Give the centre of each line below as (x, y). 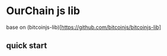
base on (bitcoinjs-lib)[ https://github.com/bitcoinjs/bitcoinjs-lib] (84, 27)
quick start (27, 46)
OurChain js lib (43, 11)
